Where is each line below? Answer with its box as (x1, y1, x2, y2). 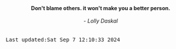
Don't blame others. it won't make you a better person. (31, 5, 171, 11)
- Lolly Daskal (83, 17, 118, 24)
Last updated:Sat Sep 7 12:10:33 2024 (5, 36, 121, 43)
